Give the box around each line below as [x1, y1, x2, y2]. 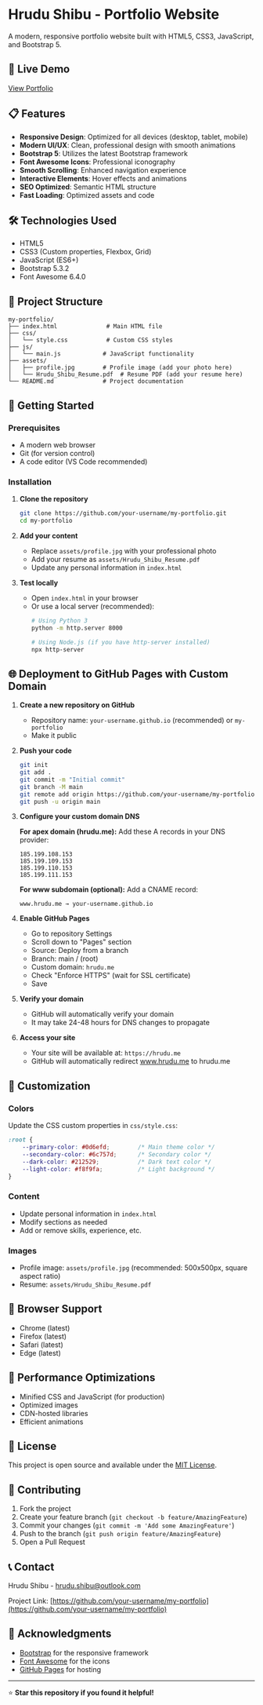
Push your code [19, 746, 72, 755]
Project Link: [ [8, 1596, 53, 1606]
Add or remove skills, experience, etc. [19, 1225, 142, 1235]
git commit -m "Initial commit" [19, 776, 125, 783]
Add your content [19, 531, 78, 540]
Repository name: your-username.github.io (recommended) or [31, 716, 233, 725]
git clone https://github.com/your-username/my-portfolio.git [19, 509, 227, 517]
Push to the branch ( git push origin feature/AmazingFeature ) [19, 1529, 222, 1539]
